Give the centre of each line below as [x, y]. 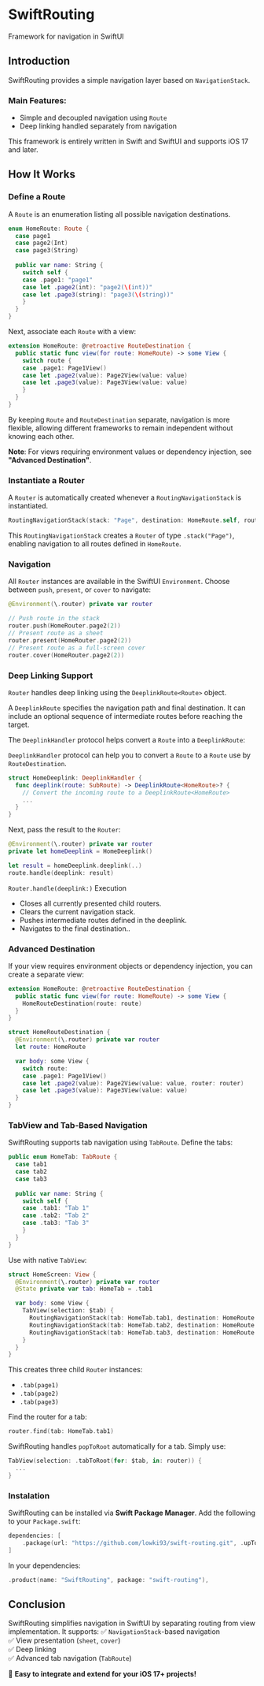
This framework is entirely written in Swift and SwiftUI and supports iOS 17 [128, 141]
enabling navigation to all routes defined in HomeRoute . [95, 544]
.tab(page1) [39, 1386]
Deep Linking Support [51, 676]
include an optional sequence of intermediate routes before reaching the [126, 716]
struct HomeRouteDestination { [59, 1033]
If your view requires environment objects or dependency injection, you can [130, 966]
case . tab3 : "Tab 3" [56, 1223]
